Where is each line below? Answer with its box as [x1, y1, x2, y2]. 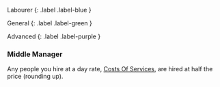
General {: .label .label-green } [7, 19, 92, 27]
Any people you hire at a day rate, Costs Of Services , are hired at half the [7, 65, 213, 73]
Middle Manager [7, 49, 63, 59]
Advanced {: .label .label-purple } [7, 32, 101, 40]
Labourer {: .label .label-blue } [7, 6, 92, 14]
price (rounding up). [7, 72, 64, 81]
